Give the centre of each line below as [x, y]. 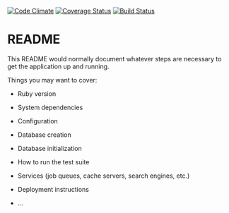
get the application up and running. [58, 66]
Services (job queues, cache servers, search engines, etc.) [104, 176]
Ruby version [37, 93]
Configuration [37, 121]
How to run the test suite [53, 162]
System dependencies [50, 107]
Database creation [45, 135]
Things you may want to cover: [52, 80]
